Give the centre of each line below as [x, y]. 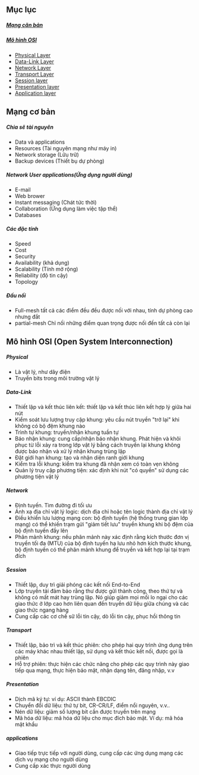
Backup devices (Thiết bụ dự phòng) [60, 161]
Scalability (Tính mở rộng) [46, 269]
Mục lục [21, 10]
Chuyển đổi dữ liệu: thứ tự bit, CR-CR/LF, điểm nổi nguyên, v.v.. [92, 705]
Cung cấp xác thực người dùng [53, 766]
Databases [28, 215]
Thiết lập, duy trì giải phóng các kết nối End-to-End [78, 585]
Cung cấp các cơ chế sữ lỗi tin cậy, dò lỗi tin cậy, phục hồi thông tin [98, 616]
